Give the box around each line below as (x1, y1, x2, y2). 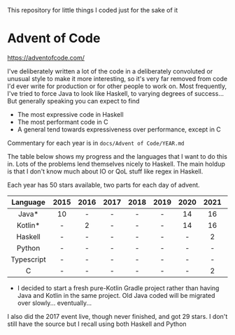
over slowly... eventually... (17, 299, 92, 307)
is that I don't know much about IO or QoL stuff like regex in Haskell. (7, 167, 204, 176)
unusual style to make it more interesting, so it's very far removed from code (7, 74, 228, 83)
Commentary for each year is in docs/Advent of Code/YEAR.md (7, 138, 185, 147)
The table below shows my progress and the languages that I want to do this (7, 152, 227, 160)
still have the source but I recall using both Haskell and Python (7, 320, 187, 328)
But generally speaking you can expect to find (7, 97, 140, 105)
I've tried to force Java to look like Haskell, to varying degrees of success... (7, 89, 224, 97)
